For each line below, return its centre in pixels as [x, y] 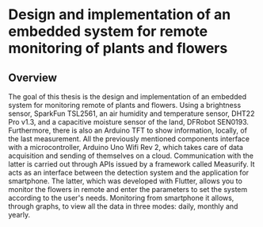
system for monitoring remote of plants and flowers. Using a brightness [125, 105]
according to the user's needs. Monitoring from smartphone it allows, [121, 198]
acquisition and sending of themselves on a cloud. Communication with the [131, 156]
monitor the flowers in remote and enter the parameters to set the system [128, 189]
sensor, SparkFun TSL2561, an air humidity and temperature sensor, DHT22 [131, 113]
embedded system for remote [108, 31]
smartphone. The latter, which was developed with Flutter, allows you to [126, 181]
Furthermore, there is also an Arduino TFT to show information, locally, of [128, 130]
